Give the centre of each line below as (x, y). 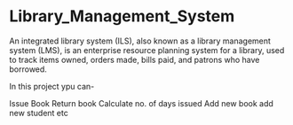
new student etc (39, 113)
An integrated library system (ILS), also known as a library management (140, 41)
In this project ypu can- (52, 86)
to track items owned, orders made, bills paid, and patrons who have (135, 59)
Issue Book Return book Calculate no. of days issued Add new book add (141, 103)
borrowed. (28, 69)
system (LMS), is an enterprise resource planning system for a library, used (147, 50)
